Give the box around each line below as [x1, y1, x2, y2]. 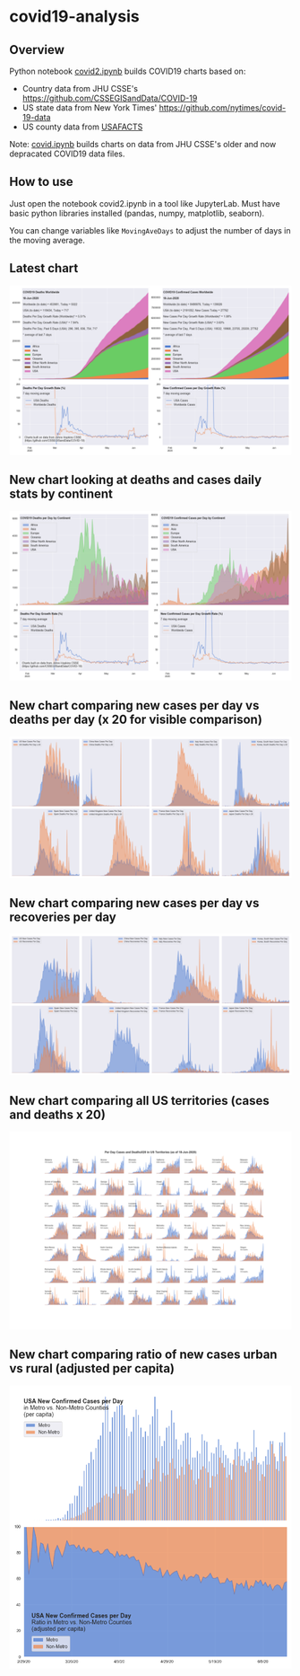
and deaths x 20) [9, 1107, 106, 1122]
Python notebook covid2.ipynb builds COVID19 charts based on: [9, 66, 246, 76]
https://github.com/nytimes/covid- [159, 102, 287, 113]
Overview [9, 42, 65, 57]
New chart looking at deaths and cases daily [9, 472, 262, 488]
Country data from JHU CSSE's [21, 84, 139, 93]
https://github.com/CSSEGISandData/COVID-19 [21, 93, 198, 103]
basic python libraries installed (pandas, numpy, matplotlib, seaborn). [9, 207, 265, 218]
